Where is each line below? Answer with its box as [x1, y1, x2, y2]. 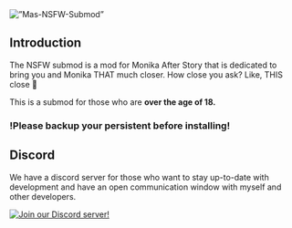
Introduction [9, 36, 82, 51]
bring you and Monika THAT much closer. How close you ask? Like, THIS [9, 68, 283, 80]
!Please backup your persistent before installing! [9, 119, 231, 131]
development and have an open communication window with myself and [9, 181, 282, 192]
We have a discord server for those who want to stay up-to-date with [9, 171, 269, 182]
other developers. [9, 191, 77, 202]
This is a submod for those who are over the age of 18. [9, 96, 216, 108]
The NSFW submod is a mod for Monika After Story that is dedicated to [9, 59, 277, 70]
